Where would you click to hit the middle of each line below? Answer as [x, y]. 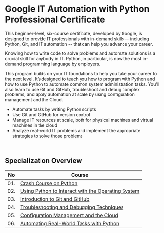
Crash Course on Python [49, 183]
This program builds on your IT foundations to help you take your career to [81, 73]
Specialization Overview [43, 161]
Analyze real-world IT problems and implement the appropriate [76, 130]
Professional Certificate [55, 20]
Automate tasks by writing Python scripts [54, 109]
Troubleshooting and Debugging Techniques [72, 207]
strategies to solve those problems [47, 136]
